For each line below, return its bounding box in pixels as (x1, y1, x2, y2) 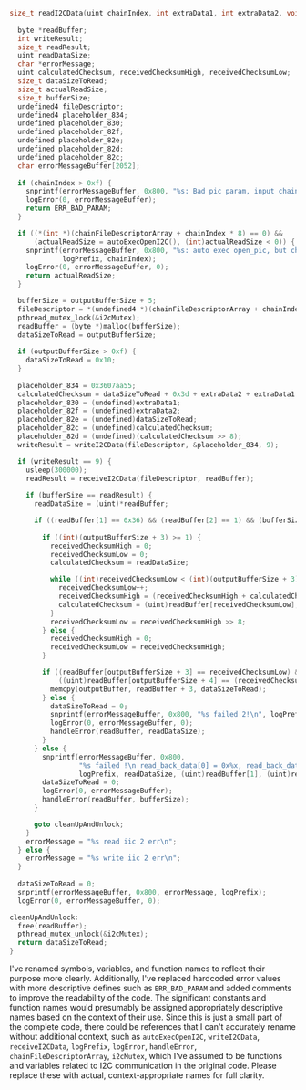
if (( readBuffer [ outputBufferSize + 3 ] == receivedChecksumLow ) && (42, 667, 303, 676)
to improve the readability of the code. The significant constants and (9, 992, 267, 1003)
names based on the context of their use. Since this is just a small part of (9, 1011, 283, 1022)
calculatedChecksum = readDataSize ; (49, 558, 189, 568)
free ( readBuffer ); (17, 921, 88, 930)
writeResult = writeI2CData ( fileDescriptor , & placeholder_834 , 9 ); (17, 440, 280, 449)
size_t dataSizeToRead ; (17, 77, 107, 86)
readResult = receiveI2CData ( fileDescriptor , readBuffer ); (25, 474, 255, 483)
